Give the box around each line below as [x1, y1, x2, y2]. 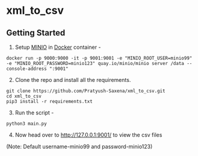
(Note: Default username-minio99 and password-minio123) [6, 143, 153, 150]
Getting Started [6, 28, 66, 38]
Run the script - [14, 109, 54, 116]
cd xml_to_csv [6, 93, 42, 99]
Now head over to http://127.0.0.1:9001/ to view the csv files [14, 131, 162, 139]
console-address [6, 66, 47, 72]
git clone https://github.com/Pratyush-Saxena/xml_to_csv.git [6, 88, 166, 94]
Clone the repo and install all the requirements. [14, 76, 131, 83]
